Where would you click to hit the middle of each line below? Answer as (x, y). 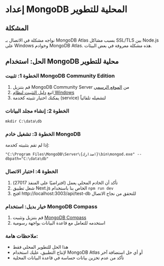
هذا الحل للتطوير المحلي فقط (40, 247)
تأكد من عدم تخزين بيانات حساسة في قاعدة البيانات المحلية (68, 258)
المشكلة (17, 28)
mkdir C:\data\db (24, 121)
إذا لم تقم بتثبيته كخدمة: (27, 145)
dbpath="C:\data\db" (27, 159)
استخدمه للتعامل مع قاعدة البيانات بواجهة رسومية (59, 223)
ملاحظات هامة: (22, 236)
